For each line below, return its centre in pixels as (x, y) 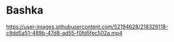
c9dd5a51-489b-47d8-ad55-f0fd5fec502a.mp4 (64, 33)
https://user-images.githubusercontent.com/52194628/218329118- (87, 27)
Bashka (25, 10)
